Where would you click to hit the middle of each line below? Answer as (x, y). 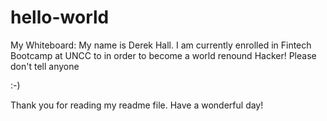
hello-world (60, 17)
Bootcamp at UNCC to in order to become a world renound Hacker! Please (163, 55)
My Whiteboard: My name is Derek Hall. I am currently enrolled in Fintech (161, 45)
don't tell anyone (45, 66)
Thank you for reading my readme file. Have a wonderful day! (137, 105)
